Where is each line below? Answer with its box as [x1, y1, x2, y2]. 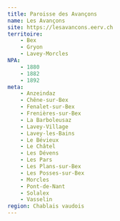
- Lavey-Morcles [20, 51, 69, 58]
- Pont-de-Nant [20, 183, 66, 190]
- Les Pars [20, 156, 53, 164]
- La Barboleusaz [20, 116, 72, 123]
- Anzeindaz [20, 90, 56, 97]
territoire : [7, 30, 43, 38]
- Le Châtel [20, 143, 56, 150]
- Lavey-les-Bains [20, 130, 75, 137]
